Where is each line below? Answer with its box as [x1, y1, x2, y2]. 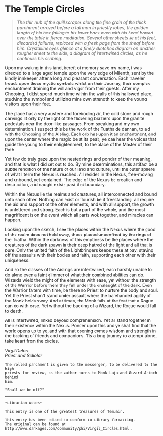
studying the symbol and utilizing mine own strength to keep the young [5, 96, 147, 101]
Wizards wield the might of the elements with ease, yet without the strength [5, 277, 156, 283]
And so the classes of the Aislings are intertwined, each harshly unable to [5, 267, 152, 272]
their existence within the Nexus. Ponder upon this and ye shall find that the [5, 322, 156, 328]
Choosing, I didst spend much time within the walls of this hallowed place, [5, 91, 153, 97]
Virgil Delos [5, 347, 28, 353]
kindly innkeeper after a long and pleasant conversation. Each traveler [5, 75, 145, 81]
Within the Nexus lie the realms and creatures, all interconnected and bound [5, 191, 157, 197]
